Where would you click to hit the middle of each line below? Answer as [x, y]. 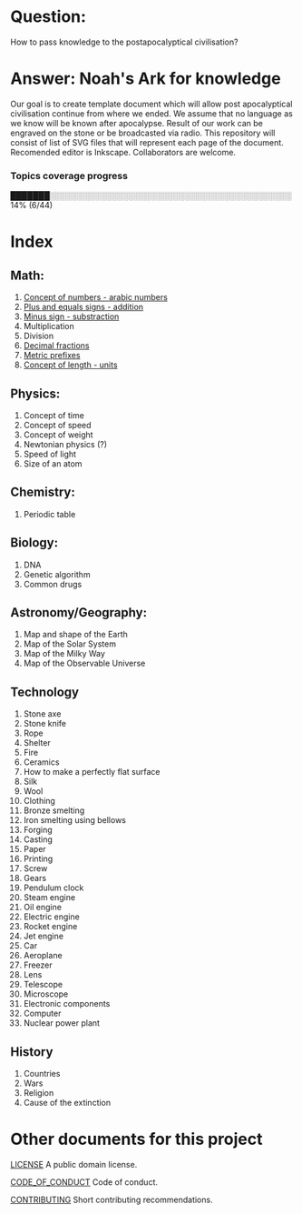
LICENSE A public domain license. [74, 1164]
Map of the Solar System [70, 644]
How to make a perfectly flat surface [92, 772]
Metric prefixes [52, 356]
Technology [45, 692]
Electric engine [51, 917]
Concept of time [54, 415]
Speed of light [49, 454]
